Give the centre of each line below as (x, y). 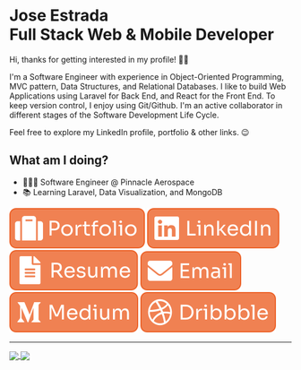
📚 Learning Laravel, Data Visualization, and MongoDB (122, 192)
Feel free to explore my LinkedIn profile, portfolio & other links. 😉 (129, 132)
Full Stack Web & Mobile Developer (142, 34)
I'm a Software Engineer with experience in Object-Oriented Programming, (147, 76)
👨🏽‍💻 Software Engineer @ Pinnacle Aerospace (108, 182)
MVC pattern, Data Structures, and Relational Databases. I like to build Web (148, 86)
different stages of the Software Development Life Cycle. (114, 115)
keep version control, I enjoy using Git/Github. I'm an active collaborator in (146, 105)
